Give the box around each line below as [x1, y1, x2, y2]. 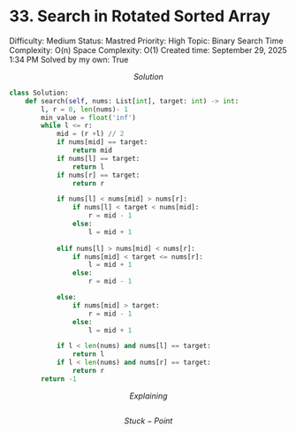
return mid [72, 146, 113, 156]
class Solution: [9, 88, 69, 97]
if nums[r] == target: [56, 171, 140, 179]
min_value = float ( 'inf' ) [41, 113, 137, 122]
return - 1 [41, 374, 77, 384]
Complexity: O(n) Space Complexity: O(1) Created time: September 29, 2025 [9, 44, 287, 55]
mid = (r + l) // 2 [56, 130, 125, 139]
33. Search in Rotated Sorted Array [9, 6, 271, 27]
